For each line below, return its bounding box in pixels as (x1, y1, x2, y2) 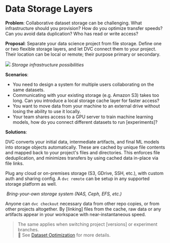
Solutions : (5, 129, 27, 135)
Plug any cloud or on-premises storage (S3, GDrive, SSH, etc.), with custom (5, 170, 164, 176)
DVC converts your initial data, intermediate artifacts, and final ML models (5, 138, 159, 145)
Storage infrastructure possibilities (11, 61, 84, 67)
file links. (5, 160, 24, 166)
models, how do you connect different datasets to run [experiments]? (12, 119, 158, 125)
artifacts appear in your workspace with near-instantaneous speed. (5, 211, 146, 217)
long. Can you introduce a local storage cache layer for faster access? (12, 97, 160, 103)
